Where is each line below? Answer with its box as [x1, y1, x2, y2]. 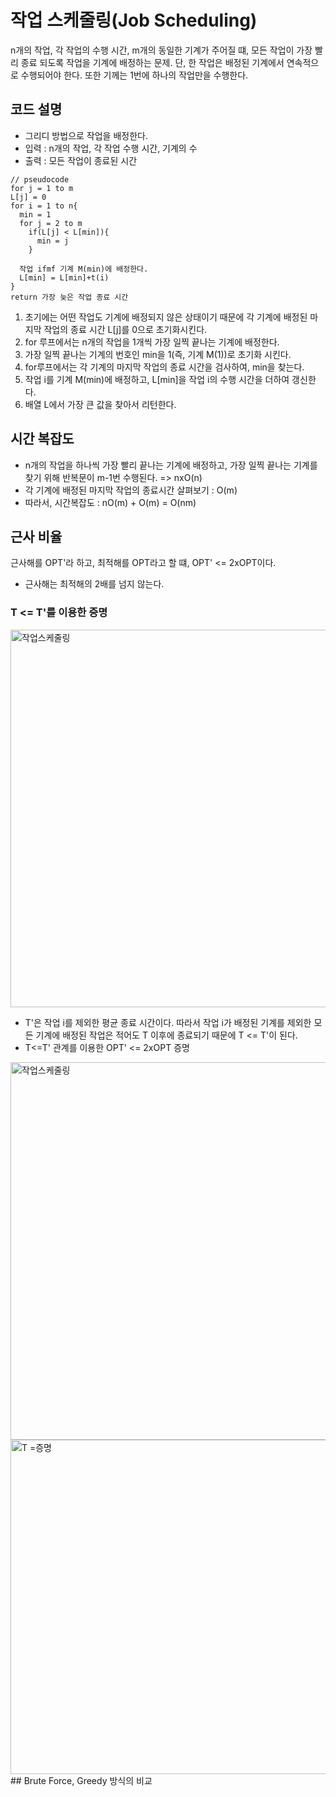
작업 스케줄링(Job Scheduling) [10, 9, 258, 32]
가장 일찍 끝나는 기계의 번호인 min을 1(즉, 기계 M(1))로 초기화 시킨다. [24, 348, 292, 360]
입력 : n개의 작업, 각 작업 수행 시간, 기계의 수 [24, 142, 198, 154]
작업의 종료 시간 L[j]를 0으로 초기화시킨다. [43, 323, 208, 335]
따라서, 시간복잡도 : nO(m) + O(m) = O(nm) [24, 496, 197, 508]
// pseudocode [10, 174, 70, 185]
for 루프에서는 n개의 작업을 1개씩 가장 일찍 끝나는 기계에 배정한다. [24, 336, 280, 348]
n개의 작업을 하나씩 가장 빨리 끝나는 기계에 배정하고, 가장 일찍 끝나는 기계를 [24, 459, 318, 471]
